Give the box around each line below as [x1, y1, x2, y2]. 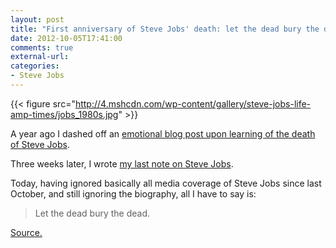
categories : [10, 61, 60, 71]
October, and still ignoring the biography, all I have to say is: [10, 187, 257, 200]
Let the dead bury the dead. [34, 207, 151, 219]
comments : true [10, 42, 74, 53]
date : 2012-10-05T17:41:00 [10, 33, 123, 43]
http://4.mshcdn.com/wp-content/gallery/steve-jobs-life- [74, 97, 312, 110]
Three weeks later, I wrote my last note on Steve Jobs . [10, 157, 234, 170]
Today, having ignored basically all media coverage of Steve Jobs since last [10, 177, 322, 189]
